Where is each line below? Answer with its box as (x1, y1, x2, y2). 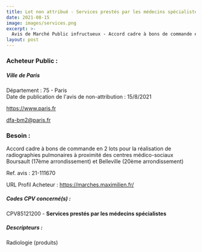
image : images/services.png (6, 20, 77, 26)
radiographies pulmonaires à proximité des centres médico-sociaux (6, 152, 174, 159)
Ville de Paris (6, 72, 40, 79)
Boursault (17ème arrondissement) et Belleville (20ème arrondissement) (6, 158, 184, 165)
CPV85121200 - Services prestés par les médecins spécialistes (6, 210, 167, 217)
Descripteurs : (6, 224, 43, 231)
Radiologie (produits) (6, 239, 58, 247)
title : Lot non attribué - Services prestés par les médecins (6, 8, 165, 15)
